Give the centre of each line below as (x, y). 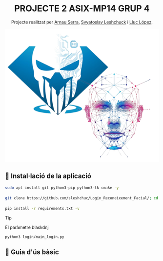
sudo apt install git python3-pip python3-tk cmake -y (62, 188)
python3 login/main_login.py (35, 237)
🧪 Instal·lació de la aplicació (48, 176)
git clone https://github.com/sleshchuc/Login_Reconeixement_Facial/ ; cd (82, 198)
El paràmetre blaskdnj (27, 227)
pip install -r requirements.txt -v (42, 208)
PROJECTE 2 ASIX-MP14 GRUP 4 (82, 9)
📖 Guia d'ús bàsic (32, 252)
